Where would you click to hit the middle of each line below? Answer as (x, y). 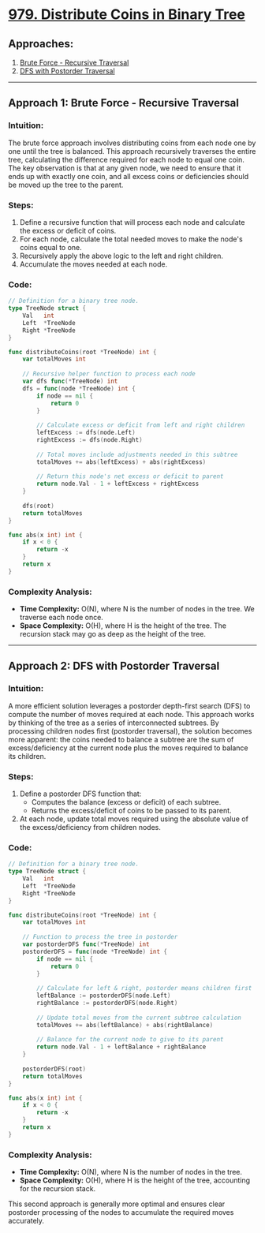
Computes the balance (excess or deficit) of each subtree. (126, 802)
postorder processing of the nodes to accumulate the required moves (121, 1212)
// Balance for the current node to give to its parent (130, 1040)
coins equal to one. (51, 247)
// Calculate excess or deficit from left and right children (141, 425)
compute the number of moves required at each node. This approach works (131, 714)
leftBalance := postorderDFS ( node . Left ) (104, 996)
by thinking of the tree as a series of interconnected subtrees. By (114, 723)
